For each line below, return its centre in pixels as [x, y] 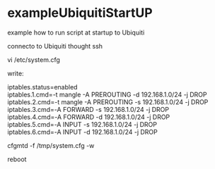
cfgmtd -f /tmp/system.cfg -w [51, 145]
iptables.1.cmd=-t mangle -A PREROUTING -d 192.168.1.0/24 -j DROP [107, 94]
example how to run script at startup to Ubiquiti [76, 32]
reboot [17, 159]
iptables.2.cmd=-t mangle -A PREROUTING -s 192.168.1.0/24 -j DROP [108, 102]
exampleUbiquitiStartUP [80, 13]
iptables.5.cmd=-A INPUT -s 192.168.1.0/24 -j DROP [82, 124]
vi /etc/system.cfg [34, 60]
